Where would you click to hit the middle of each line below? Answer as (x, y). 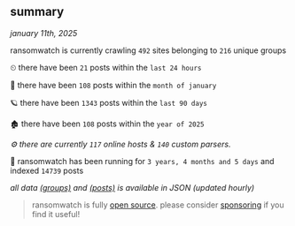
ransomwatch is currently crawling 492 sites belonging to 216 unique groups (148, 50)
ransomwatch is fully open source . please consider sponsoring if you (158, 205)
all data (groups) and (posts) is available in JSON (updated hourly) (132, 187)
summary (37, 12)
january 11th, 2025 (44, 33)
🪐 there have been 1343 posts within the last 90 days (109, 102)
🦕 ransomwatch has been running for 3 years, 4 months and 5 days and (142, 161)
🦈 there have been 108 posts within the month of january (113, 85)
